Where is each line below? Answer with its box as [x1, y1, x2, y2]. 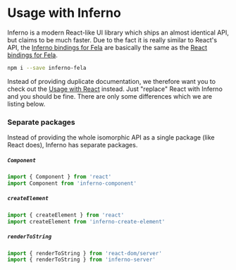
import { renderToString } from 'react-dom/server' [7, 250, 162, 257]
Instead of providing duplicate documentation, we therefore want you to [7, 77, 216, 85]
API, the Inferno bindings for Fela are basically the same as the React [7, 43, 208, 51]
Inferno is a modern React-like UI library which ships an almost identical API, [7, 28, 229, 37]
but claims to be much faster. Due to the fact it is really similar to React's [7, 35, 217, 44]
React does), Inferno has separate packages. [7, 141, 138, 149]
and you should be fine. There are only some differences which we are [7, 92, 213, 100]
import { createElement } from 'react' [7, 211, 125, 219]
